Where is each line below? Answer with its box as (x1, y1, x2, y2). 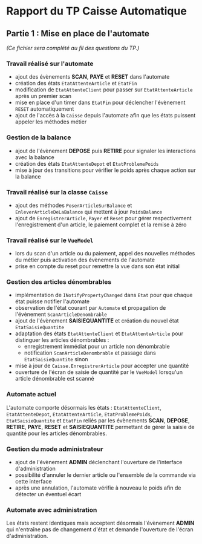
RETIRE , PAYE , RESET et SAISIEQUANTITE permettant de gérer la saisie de (6, 423, 195, 430)
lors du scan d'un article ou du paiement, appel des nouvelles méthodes (15, 250, 195, 257)
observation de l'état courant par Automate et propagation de (15, 304, 166, 312)
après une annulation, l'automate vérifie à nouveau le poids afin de (15, 484, 181, 491)
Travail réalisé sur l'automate (6, 59, 94, 68)
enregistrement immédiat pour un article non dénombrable (24, 343, 171, 350)
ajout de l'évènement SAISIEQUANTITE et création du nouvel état (15, 317, 180, 324)
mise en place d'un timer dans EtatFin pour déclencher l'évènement (15, 99, 186, 107)
